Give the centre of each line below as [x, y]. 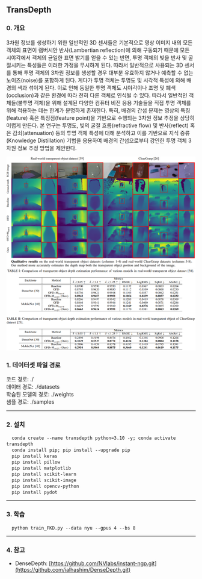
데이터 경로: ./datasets [33, 387]
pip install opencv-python [45, 487]
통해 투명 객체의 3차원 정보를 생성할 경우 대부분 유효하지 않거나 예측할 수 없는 [103, 72]
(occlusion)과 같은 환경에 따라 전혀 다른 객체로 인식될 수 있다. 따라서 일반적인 [97, 95]
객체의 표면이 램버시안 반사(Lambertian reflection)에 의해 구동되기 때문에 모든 [98, 50]
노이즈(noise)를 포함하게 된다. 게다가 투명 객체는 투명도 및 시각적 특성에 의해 [96, 80]
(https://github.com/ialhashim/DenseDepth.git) [73, 569]
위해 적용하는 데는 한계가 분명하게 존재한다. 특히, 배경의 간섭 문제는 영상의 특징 [98, 110]
